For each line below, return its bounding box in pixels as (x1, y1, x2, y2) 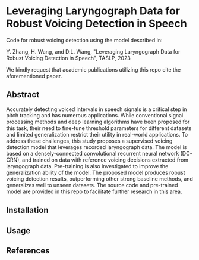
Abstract (6, 89, 40, 100)
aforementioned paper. (6, 72, 62, 79)
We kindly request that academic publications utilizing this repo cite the (6, 66, 181, 73)
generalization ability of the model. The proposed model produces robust (6, 169, 185, 176)
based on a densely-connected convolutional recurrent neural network (6, 150, 179, 157)
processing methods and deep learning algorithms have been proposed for (6, 118, 190, 125)
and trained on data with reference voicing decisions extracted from (21, 156, 189, 163)
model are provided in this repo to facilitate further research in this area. (6, 188, 182, 195)
